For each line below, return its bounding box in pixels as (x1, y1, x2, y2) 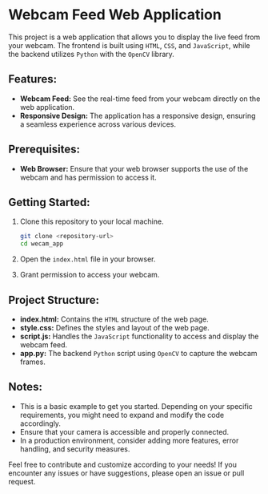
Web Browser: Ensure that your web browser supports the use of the (19, 164, 249, 173)
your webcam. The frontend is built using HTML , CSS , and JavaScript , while (8, 40, 250, 50)
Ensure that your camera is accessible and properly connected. (19, 427, 230, 436)
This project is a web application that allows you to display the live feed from (8, 32, 261, 42)
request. (8, 476, 36, 486)
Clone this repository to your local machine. (19, 217, 164, 226)
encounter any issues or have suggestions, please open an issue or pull (8, 468, 245, 478)
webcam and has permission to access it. (19, 172, 158, 182)
